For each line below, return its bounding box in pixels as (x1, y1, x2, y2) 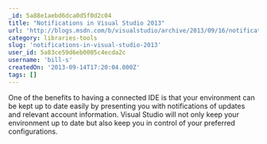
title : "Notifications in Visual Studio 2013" (8, 19, 165, 27)
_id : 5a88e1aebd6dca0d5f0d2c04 (8, 11, 112, 20)
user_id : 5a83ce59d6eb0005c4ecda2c (8, 49, 126, 56)
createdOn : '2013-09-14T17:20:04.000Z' (8, 64, 141, 72)
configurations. (8, 126, 58, 136)
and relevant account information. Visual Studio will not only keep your (8, 109, 240, 119)
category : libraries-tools (8, 33, 98, 42)
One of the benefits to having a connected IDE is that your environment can (8, 92, 256, 102)
